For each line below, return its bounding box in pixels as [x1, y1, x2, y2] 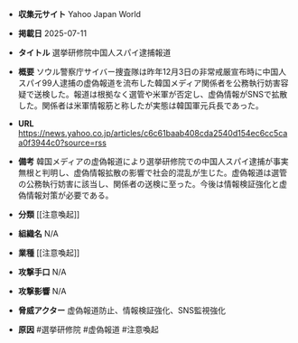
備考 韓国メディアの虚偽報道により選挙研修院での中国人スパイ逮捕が [17, 156, 274, 166]
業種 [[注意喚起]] [17, 247, 80, 258]
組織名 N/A [17, 228, 59, 238]
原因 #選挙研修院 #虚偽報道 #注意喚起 [17, 324, 160, 335]
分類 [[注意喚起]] [17, 209, 80, 219]
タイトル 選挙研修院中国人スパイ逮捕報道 [17, 47, 172, 58]
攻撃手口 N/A [17, 266, 67, 277]
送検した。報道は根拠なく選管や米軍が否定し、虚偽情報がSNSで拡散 [33, 89, 288, 99]
